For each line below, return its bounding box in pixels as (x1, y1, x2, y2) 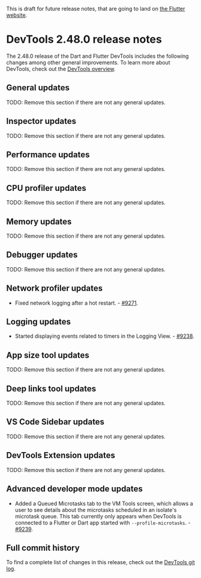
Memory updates (6, 216, 72, 226)
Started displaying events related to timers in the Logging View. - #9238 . (14, 332, 195, 340)
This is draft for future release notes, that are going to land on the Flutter (6, 5, 185, 12)
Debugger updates (6, 250, 78, 260)
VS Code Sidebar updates (6, 417, 105, 427)
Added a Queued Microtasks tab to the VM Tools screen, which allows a (14, 500, 193, 507)
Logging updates (6, 317, 71, 327)
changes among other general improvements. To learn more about (6, 58, 170, 66)
